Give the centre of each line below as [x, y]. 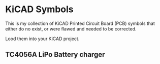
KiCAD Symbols [39, 9]
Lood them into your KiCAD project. [42, 39]
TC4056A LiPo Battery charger [55, 55]
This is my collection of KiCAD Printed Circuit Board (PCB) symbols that [80, 23]
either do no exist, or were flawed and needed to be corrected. [71, 28]
